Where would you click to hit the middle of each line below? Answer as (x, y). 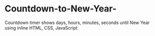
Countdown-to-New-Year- (61, 9)
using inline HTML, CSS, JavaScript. (42, 27)
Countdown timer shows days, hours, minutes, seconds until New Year (77, 22)
